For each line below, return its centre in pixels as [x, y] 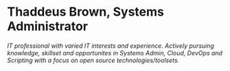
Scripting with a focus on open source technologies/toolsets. [93, 60]
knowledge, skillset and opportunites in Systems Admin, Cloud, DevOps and [115, 53]
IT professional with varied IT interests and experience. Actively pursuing [111, 46]
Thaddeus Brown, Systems [86, 12]
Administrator [47, 26]
